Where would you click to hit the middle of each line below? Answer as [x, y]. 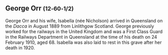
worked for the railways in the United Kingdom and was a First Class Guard [84, 31]
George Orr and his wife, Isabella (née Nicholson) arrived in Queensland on [84, 20]
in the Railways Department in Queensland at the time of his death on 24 [81, 37]
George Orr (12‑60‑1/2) [39, 8]
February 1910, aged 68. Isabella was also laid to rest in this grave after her [83, 42]
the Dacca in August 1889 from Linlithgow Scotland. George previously [80, 26]
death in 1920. [20, 47]
